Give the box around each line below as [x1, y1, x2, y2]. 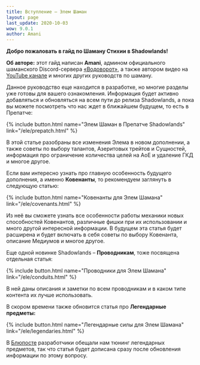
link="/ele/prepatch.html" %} [6, 127, 78, 134]
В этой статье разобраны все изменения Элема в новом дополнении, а [6, 139, 190, 146]
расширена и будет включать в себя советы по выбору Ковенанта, [6, 231, 178, 238]
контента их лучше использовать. [6, 292, 93, 299]
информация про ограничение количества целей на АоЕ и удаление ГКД [6, 151, 193, 159]
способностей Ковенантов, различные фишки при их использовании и [6, 219, 187, 226]
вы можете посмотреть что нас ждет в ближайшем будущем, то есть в [6, 103, 189, 110]
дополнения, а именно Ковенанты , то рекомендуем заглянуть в [6, 176, 172, 183]
